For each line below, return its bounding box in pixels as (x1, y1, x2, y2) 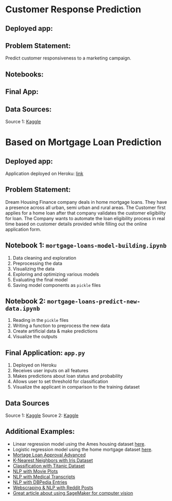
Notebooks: (5, 70, 44, 79)
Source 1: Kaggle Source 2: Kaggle (5, 412, 79, 419)
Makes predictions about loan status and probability (12, 373, 123, 379)
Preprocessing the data (12, 260, 63, 266)
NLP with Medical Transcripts (12, 473, 75, 479)
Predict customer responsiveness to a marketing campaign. (5, 55, 131, 61)
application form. (5, 226, 42, 232)
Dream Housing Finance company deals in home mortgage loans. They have (5, 199, 167, 205)
